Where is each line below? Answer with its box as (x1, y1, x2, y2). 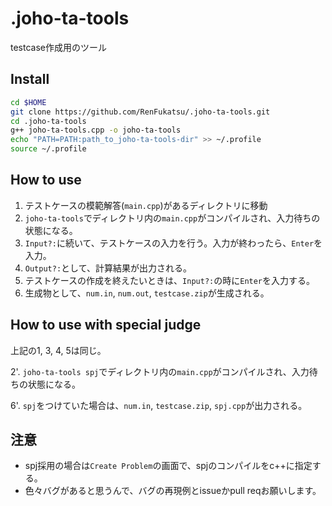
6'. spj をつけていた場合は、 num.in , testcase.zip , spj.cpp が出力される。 (10, 399, 308, 411)
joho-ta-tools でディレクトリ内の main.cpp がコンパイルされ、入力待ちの (24, 212, 321, 224)
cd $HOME (10, 97, 47, 107)
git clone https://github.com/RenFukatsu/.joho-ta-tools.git (10, 107, 271, 117)
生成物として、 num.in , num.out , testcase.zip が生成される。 (24, 287, 270, 299)
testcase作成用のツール (10, 41, 107, 53)
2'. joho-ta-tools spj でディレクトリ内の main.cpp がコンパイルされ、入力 (10, 365, 310, 377)
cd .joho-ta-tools (10, 116, 87, 126)
